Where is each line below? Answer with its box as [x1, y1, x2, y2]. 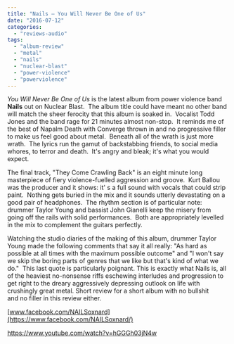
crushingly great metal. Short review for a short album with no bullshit [7, 286, 209, 295]
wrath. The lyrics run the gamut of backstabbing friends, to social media [7, 140, 219, 148]
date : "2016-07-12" [7, 17, 65, 24]
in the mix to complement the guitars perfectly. [7, 221, 143, 229]
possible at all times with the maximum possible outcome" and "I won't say [7, 249, 224, 257]
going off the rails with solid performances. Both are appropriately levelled [7, 213, 224, 222]
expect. [7, 155, 30, 163]
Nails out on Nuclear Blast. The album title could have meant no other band [7, 103, 227, 111]
